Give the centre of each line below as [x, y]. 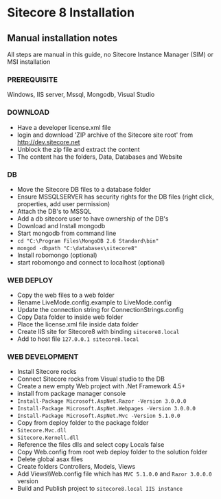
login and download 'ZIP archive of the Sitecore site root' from [105, 135]
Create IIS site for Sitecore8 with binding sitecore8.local [98, 332]
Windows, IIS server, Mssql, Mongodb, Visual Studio [81, 95]
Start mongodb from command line [67, 233]
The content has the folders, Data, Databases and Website [100, 157]
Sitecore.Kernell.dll [48, 438]
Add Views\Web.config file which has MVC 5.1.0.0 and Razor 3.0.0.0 [114, 474]
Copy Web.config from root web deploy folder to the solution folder [112, 452]
